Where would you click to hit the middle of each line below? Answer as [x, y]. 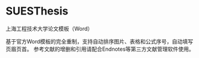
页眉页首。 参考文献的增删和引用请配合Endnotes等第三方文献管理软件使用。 [100, 49]
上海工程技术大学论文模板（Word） [49, 28]
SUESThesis [37, 11]
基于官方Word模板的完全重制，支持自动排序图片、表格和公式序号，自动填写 [99, 41]
